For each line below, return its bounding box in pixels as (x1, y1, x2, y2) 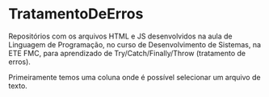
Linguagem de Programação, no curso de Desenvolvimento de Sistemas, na (8, 39, 261, 49)
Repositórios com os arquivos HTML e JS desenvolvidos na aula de (8, 31, 233, 41)
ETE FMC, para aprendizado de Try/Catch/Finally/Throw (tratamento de (8, 48, 246, 58)
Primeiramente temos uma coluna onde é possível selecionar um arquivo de (8, 72, 261, 82)
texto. (8, 81, 28, 91)
